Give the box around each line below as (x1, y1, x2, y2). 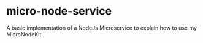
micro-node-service (6, 4, 112, 18)
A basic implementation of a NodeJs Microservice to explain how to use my (6, 24, 197, 31)
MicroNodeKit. (6, 30, 43, 38)
